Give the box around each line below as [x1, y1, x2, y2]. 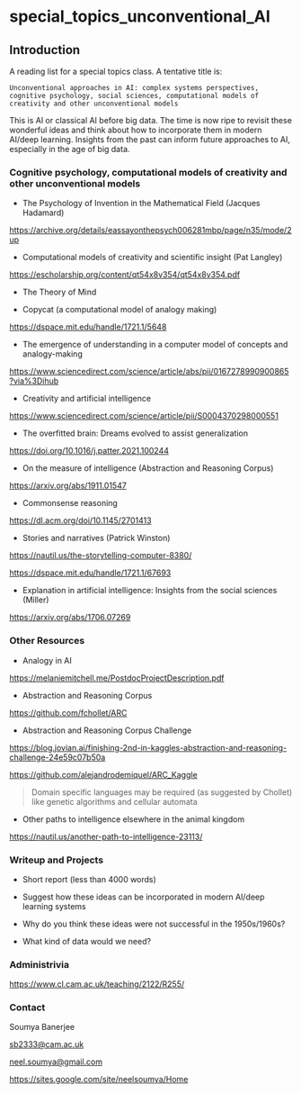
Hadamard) [22, 207, 65, 218]
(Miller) [22, 594, 49, 605]
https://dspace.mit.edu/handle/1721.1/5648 [9, 321, 167, 332]
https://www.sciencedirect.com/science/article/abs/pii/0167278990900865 [9, 366, 289, 377]
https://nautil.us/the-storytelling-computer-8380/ [9, 550, 192, 561]
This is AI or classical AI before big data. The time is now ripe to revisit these [9, 115, 292, 125]
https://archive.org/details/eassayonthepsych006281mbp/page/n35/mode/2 [9, 225, 292, 236]
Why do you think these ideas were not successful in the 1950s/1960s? [22, 918, 286, 929]
